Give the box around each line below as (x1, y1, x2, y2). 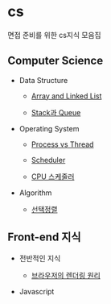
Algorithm (18, 188, 52, 198)
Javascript (18, 286, 55, 296)
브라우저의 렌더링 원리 (31, 270, 101, 280)
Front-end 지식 (7, 231, 81, 244)
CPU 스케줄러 (31, 172, 75, 181)
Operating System (18, 123, 80, 133)
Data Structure (18, 75, 68, 85)
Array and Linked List (31, 91, 102, 101)
